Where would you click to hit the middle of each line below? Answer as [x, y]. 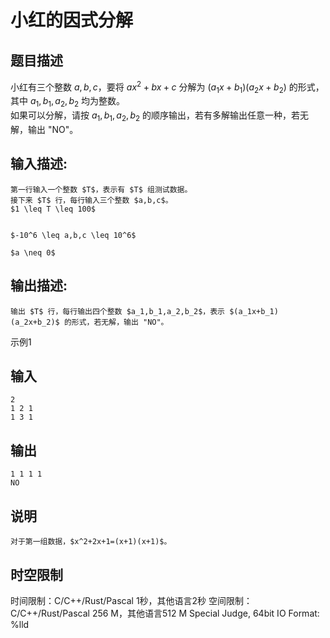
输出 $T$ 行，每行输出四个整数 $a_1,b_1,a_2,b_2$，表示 [118, 311]
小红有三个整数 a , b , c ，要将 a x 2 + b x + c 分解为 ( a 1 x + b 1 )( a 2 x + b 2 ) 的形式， [167, 87]
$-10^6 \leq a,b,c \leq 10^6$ [73, 235]
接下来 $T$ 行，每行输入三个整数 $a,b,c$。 [91, 200]
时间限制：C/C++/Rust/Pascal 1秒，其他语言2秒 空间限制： [131, 600]
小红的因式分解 [72, 20]
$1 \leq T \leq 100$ [53, 209]
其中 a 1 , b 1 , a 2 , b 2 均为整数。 [68, 102]
